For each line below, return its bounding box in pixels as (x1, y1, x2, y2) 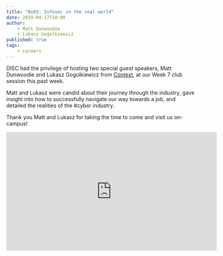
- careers (17, 48, 42, 54)
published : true (6, 37, 47, 43)
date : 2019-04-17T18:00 (6, 14, 66, 20)
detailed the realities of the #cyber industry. (6, 102, 115, 109)
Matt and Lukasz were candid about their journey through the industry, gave (6, 89, 195, 96)
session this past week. (6, 77, 64, 84)
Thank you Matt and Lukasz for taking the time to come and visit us (6, 113, 173, 120)
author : (6, 20, 26, 26)
